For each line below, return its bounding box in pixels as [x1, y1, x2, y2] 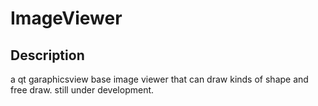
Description [10, 47, 85, 64]
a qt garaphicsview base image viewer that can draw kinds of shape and [10, 73, 309, 85]
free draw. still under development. [10, 84, 155, 96]
